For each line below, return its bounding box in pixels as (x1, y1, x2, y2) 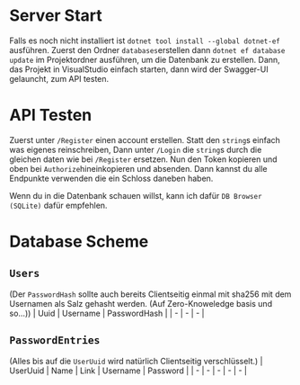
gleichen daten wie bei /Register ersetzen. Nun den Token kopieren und (9, 154, 278, 165)
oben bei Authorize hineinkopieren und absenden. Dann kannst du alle (9, 163, 268, 174)
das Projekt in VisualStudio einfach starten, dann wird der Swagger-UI (9, 64, 269, 75)
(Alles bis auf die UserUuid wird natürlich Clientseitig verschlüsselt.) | (9, 355, 263, 366)
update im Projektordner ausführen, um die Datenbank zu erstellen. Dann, (9, 54, 280, 65)
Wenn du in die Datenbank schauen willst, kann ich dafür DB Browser (9, 190, 262, 201)
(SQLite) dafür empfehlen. (9, 200, 108, 210)
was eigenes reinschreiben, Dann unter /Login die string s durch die (9, 144, 262, 155)
